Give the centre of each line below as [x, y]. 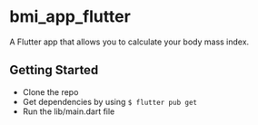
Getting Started [54, 70]
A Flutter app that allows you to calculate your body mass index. [129, 42]
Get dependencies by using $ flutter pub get [110, 101]
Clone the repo [50, 91]
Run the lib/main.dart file [69, 111]
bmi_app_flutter [70, 17]
